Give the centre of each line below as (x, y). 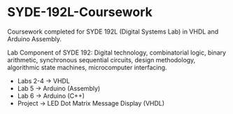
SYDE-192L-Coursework (80, 12)
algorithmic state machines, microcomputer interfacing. (87, 67)
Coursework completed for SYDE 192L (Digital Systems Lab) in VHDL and (113, 31)
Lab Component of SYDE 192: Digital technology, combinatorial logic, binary (116, 52)
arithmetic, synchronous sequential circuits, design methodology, (101, 59)
